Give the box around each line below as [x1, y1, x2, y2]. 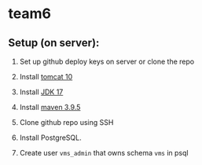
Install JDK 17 [19, 87, 64, 97]
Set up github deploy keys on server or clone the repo [19, 57, 195, 66]
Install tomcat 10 [19, 72, 73, 81]
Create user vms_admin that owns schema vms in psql [19, 148, 189, 157]
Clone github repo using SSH [19, 118, 114, 126]
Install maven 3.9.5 [19, 103, 81, 112]
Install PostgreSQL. [19, 133, 82, 142]
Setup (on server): [8, 36, 100, 49]
